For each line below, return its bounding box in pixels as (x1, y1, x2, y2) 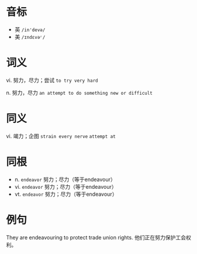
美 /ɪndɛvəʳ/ (14, 33, 46, 40)
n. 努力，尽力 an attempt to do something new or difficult (6, 89, 153, 96)
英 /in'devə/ (14, 26, 46, 33)
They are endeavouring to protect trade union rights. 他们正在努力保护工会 (6, 233, 186, 241)
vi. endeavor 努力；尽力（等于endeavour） (14, 183, 117, 190)
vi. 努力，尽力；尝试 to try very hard (6, 76, 98, 83)
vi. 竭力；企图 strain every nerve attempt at (6, 132, 116, 139)
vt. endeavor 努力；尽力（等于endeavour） (14, 190, 118, 198)
